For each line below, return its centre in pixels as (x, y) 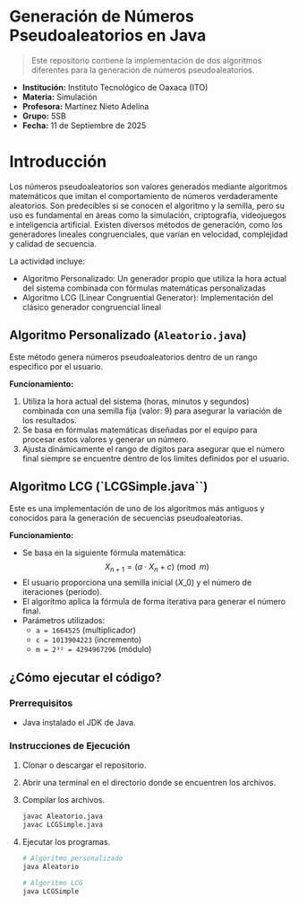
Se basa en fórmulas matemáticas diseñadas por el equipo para (140, 430)
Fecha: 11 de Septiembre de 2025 (84, 125)
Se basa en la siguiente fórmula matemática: (104, 553)
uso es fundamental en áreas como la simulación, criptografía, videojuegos (148, 215)
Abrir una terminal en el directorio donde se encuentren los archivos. (149, 783)
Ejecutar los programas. (66, 842)
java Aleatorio (51, 866)
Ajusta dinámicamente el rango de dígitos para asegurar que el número (153, 448)
